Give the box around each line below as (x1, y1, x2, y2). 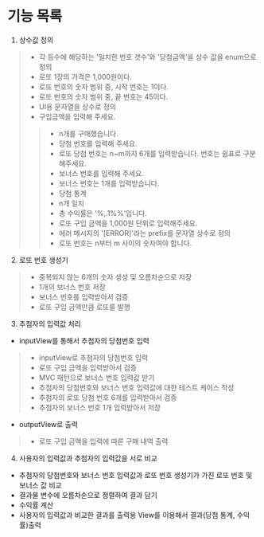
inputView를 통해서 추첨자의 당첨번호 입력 (18, 335, 150, 345)
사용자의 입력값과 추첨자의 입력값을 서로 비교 (18, 453, 158, 463)
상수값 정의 (18, 35, 54, 45)
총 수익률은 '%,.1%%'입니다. (58, 208, 148, 218)
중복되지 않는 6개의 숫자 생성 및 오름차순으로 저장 (38, 272, 192, 281)
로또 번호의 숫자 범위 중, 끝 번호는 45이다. (38, 92, 169, 101)
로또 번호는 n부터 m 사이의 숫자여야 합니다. (58, 238, 192, 248)
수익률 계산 (18, 500, 54, 510)
